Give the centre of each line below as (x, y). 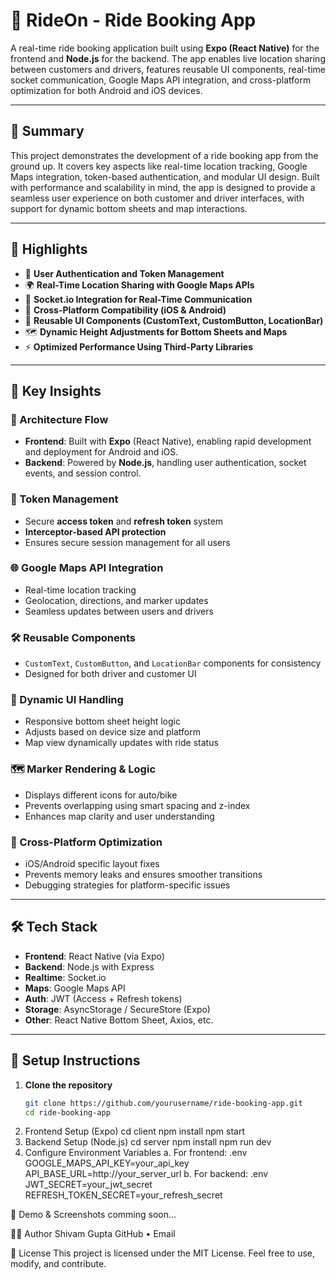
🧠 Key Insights (56, 390)
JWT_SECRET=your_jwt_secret (88, 1185)
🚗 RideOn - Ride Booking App (133, 20)
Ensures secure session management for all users (127, 542)
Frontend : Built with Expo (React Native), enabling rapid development (168, 441)
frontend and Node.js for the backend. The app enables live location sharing (168, 58)
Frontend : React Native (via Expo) (94, 956)
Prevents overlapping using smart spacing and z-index (137, 805)
